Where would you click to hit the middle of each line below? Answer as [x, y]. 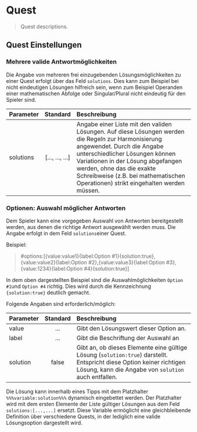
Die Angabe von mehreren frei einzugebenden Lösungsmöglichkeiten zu [94, 75]
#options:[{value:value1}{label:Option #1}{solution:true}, [88, 256]
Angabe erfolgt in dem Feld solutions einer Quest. [66, 233]
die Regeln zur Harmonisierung [119, 139]
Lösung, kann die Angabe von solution [130, 370]
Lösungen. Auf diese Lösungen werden [130, 131]
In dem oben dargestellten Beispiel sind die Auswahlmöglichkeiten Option [95, 280]
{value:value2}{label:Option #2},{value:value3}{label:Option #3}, [98, 262]
